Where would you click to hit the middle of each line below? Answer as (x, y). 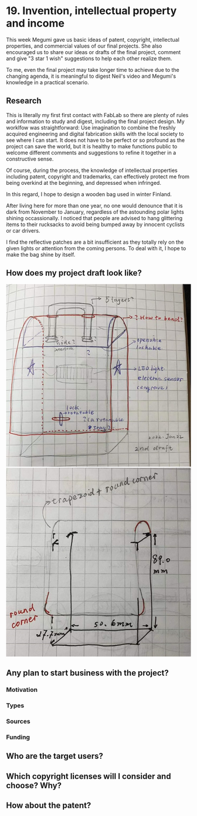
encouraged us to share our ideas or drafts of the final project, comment (94, 52)
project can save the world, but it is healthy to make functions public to (92, 146)
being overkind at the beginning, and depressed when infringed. (84, 183)
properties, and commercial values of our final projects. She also (84, 46)
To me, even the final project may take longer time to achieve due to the (93, 69)
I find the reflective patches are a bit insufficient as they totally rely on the (95, 242)
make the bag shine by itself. (41, 254)
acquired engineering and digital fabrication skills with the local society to (95, 134)
